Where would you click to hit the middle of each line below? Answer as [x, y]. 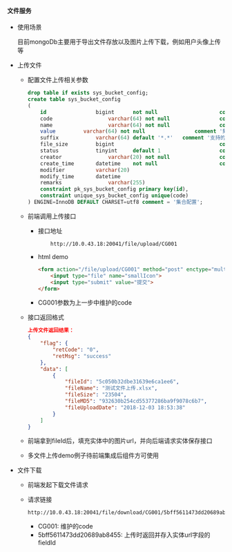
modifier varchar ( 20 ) [85, 170]
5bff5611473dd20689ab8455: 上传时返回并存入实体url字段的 [124, 535]
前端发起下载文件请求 [58, 485]
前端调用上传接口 [52, 216]
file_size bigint [78, 144]
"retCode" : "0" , [76, 350]
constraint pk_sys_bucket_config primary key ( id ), [114, 189]
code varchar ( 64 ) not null [105, 118]
